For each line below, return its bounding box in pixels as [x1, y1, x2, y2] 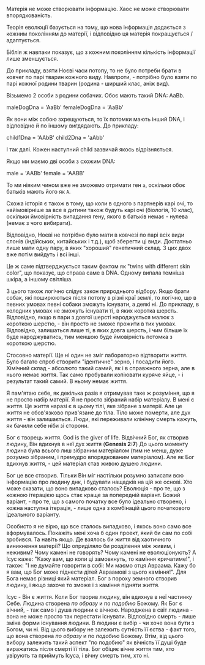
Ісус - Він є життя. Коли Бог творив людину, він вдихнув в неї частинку [6, 593, 193, 600]
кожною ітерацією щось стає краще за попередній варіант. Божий [6, 492, 181, 498]
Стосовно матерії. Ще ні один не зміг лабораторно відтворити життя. [6, 352, 188, 359]
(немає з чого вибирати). [6, 219, 72, 226]
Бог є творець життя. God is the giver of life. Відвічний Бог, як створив [6, 434, 189, 441]
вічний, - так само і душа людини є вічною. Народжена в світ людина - [6, 606, 193, 614]
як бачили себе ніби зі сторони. [6, 422, 89, 429]
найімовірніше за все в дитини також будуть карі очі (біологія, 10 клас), [6, 207, 194, 213]
